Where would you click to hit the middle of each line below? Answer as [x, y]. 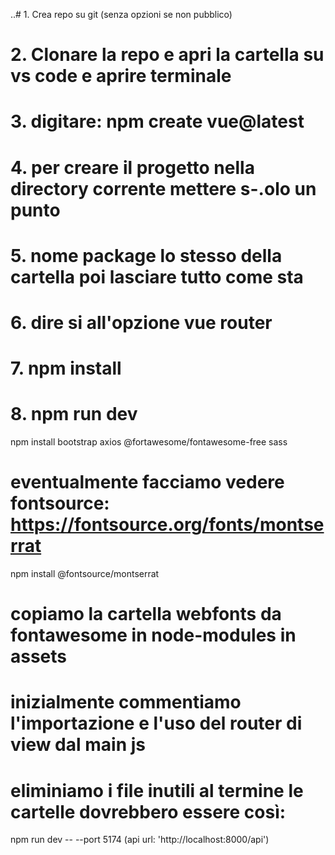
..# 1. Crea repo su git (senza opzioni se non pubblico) [121, 14]
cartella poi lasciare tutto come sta [157, 276]
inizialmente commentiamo [126, 702]
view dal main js [78, 745]
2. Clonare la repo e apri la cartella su [167, 55]
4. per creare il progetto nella [132, 167]
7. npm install [66, 368]
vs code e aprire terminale [121, 76]
